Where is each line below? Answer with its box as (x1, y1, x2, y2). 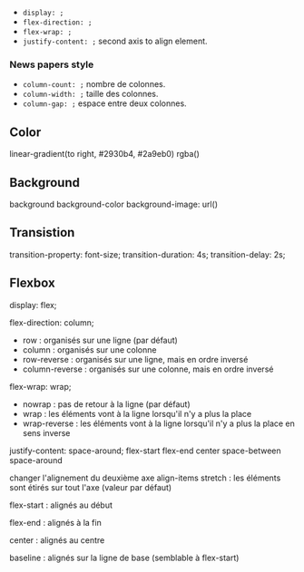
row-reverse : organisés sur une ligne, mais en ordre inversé (22, 354, 249, 364)
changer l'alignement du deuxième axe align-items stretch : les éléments (9, 472, 281, 483)
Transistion (9, 225, 75, 240)
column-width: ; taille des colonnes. (22, 89, 159, 100)
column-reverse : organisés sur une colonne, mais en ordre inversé (22, 364, 274, 374)
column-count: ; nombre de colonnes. (22, 79, 166, 90)
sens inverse (22, 427, 71, 438)
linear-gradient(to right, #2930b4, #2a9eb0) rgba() (9, 149, 200, 160)
